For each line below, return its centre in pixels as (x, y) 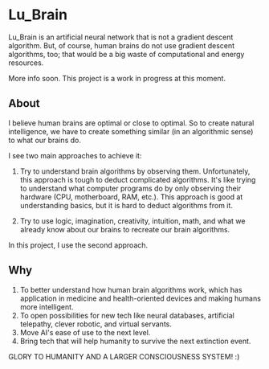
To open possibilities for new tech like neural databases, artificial (127, 315)
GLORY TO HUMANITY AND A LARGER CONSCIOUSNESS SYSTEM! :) (124, 356)
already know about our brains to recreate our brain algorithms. (125, 229)
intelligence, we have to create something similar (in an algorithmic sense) (131, 131)
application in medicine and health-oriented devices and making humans (140, 298)
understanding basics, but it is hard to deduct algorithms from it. (126, 205)
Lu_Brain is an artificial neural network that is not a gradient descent (121, 37)
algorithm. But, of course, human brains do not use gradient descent (122, 45)
